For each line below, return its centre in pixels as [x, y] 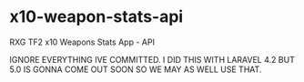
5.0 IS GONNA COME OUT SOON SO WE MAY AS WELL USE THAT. [136, 69]
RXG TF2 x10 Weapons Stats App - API [82, 42]
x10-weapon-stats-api [96, 17]
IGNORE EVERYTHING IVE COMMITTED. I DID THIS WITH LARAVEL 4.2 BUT [152, 59]
